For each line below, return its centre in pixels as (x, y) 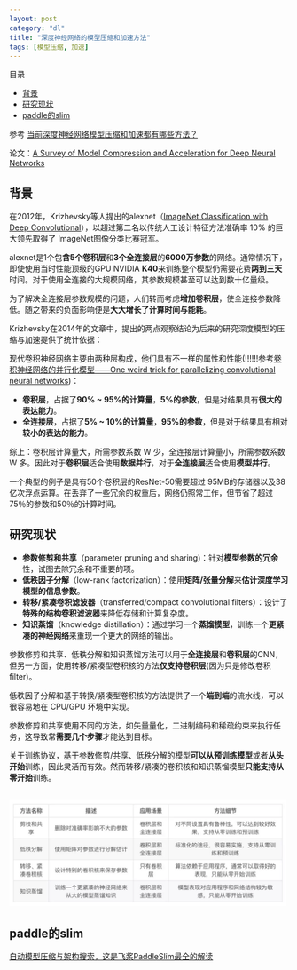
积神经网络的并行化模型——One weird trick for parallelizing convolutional (143, 370)
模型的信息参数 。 (53, 591)
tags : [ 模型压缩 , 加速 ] (49, 47)
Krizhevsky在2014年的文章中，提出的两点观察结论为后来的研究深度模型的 (143, 329)
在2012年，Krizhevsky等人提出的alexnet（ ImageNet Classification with (139, 217)
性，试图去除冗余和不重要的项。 (80, 568)
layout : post (33, 19)
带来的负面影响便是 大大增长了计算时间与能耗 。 (125, 310)
